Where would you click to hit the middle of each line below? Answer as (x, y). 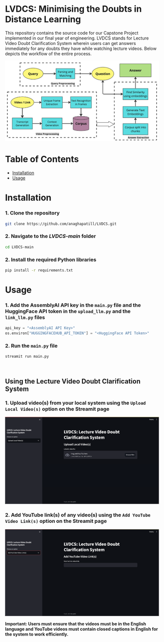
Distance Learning (43, 19)
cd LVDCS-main (20, 247)
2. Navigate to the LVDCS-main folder (51, 236)
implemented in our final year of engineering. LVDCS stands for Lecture (77, 38)
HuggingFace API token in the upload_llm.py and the (68, 311)
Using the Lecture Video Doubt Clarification (73, 381)
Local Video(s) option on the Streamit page (57, 409)
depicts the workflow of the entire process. (48, 53)
